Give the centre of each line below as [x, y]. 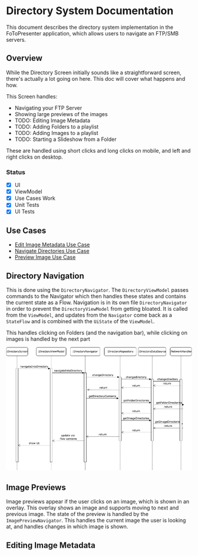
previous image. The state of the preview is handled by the [77, 514]
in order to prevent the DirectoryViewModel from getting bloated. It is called [97, 308]
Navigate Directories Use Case [52, 251]
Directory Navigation [45, 276]
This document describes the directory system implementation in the [90, 27]
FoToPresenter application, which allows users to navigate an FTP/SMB [92, 33]
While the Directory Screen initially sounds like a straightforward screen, [94, 73]
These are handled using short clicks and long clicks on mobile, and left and [98, 150]
